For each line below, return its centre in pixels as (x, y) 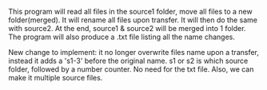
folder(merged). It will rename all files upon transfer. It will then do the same (133, 20)
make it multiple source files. (56, 78)
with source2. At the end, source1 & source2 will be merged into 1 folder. (127, 28)
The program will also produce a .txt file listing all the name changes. (122, 37)
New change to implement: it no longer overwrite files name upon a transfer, (134, 52)
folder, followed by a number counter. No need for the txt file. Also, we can (131, 69)
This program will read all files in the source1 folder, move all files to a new (131, 12)
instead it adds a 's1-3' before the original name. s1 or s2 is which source (128, 61)
